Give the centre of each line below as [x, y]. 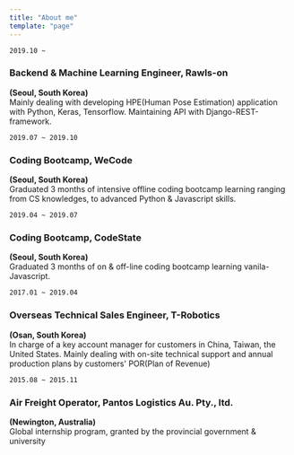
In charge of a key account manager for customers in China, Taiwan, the [143, 344]
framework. [30, 121]
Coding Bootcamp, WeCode [71, 160]
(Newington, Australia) [52, 422]
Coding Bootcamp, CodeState [75, 238]
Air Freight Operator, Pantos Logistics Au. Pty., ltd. [121, 402]
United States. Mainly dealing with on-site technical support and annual [141, 354]
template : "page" [42, 26]
